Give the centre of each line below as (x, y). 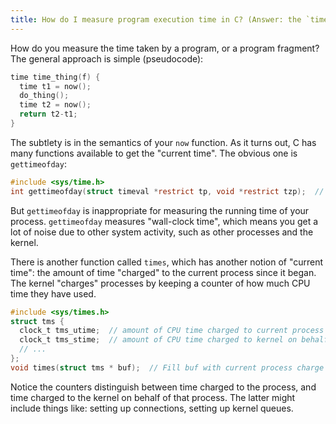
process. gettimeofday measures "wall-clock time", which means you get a (164, 221)
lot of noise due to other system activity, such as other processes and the (162, 232)
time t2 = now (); (55, 105)
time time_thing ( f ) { (55, 77)
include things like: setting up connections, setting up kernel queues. (152, 408)
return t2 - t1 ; (48, 114)
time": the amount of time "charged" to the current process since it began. (163, 272)
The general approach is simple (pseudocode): (107, 58)
